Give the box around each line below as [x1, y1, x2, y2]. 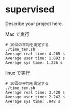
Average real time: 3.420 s [5, 90, 65, 95]
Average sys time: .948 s [5, 99, 60, 104]
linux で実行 [5, 70, 30, 76]
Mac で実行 [5, 31, 30, 37]
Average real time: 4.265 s [5, 51, 65, 56]
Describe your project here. [5, 20, 63, 27]
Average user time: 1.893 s [5, 55, 65, 61]
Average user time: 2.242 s [5, 94, 65, 99]
